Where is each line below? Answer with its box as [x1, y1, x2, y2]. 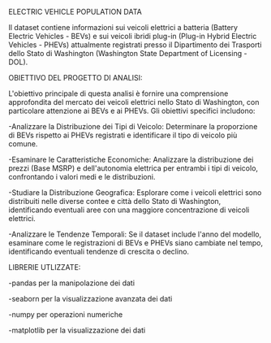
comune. [8, 139, 38, 149]
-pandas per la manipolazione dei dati [8, 278, 135, 288]
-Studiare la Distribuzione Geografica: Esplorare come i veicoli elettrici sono [8, 188, 262, 198]
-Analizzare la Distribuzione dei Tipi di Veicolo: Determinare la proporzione [8, 122, 258, 131]
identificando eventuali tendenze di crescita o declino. [8, 247, 189, 256]
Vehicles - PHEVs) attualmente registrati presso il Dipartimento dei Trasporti [8, 40, 262, 50]
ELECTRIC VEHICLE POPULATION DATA [8, 7, 142, 16]
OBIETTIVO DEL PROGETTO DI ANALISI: [8, 73, 144, 82]
